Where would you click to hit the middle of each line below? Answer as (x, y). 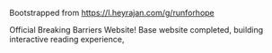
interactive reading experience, (67, 39)
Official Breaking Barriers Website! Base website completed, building (136, 30)
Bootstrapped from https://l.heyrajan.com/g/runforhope (112, 13)
